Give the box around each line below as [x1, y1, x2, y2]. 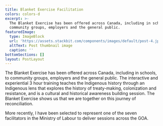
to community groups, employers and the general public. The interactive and [5, 75, 158, 81]
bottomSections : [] [5, 52, 45, 57]
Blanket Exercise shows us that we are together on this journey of [5, 95, 136, 102]
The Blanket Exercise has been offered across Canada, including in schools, [5, 70, 157, 76]
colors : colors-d [5, 12, 40, 16]
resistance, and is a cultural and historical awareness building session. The [5, 91, 155, 96]
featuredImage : [5, 30, 36, 34]
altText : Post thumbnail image [9, 43, 73, 48]
